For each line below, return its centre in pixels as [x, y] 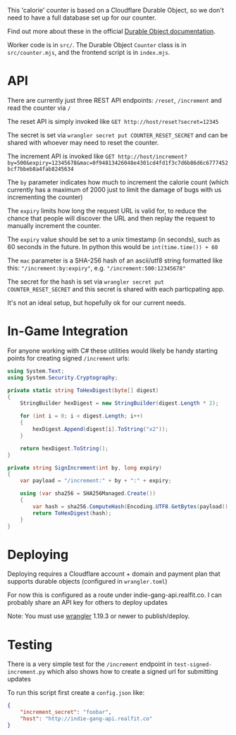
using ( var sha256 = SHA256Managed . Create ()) [88, 494]
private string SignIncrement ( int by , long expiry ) [85, 467]
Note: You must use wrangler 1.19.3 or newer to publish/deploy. [99, 616]
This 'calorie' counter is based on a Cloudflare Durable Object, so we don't [116, 10]
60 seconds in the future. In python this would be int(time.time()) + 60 [113, 246]
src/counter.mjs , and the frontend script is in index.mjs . [89, 52]
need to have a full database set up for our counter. [82, 18]
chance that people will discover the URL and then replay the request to [111, 218]
